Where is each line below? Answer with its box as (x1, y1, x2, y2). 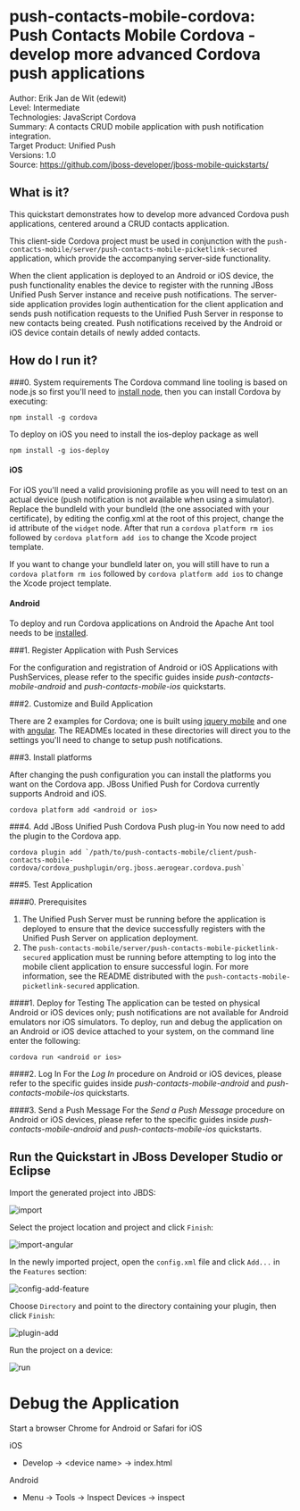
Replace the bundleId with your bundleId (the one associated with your (9, 503, 270, 514)
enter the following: (9, 1035, 81, 1046)
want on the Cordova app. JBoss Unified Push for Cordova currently (9, 779, 261, 789)
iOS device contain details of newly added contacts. (9, 327, 201, 338)
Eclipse (9, 1164, 52, 1179)
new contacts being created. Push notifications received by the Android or (9, 317, 283, 328)
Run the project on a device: (9, 1344, 113, 1355)
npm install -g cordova (9, 413, 98, 422)
